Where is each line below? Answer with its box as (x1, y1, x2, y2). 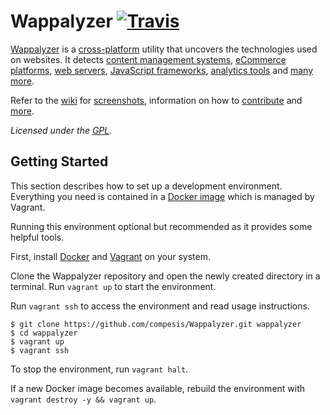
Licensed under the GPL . (10, 124, 113, 136)
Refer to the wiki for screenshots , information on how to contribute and (10, 94, 303, 106)
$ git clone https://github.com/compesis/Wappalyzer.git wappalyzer (10, 319, 302, 329)
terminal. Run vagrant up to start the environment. (10, 280, 217, 292)
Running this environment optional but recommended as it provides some (10, 220, 313, 232)
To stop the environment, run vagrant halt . (10, 363, 189, 375)
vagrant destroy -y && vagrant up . (10, 393, 157, 405)
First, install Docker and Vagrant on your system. (10, 250, 212, 262)
